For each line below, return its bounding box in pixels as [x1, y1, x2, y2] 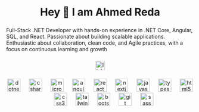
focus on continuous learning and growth [6, 46, 107, 53]
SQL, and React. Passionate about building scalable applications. [6, 33, 166, 41]
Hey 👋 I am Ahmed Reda [40, 5, 160, 19]
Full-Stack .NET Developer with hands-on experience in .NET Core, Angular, [6, 27, 193, 34]
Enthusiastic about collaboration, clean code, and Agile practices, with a [6, 39, 184, 46]
